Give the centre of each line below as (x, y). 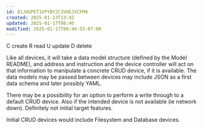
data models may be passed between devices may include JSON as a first (99, 77)
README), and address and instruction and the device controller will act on (100, 64)
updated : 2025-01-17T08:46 (40, 23)
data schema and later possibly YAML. (54, 84)
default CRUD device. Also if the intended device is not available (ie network (101, 102)
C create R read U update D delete (49, 46)
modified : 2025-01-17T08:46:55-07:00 (54, 29)
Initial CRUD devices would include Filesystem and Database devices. (93, 120)
